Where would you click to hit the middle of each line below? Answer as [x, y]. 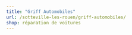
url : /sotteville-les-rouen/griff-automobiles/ [66, 17]
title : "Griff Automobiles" [41, 12]
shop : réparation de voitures [44, 23]
